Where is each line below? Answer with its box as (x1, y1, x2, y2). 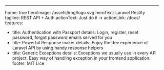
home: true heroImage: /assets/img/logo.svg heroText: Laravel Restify (5, 10, 145, 15)
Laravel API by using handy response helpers (12, 45, 103, 51)
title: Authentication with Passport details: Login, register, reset (12, 30, 139, 35)
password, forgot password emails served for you (12, 35, 112, 40)
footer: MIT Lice (12, 60, 45, 66)
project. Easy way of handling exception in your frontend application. (12, 55, 151, 61)
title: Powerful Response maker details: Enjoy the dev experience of (12, 40, 148, 45)
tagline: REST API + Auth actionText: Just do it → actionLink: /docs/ (5, 15, 141, 20)
